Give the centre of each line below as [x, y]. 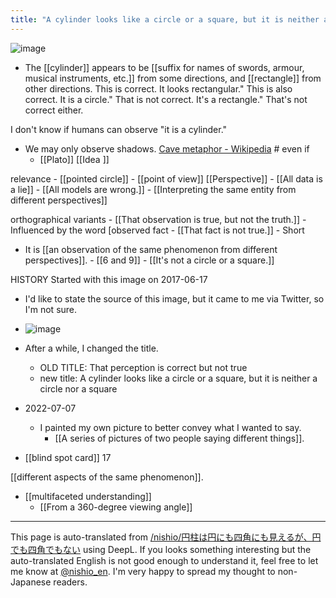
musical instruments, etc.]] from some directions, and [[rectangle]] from [173, 78]
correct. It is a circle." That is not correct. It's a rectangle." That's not [166, 99]
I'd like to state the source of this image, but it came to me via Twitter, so [174, 298]
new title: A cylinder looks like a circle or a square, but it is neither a [178, 378]
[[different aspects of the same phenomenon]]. [107, 477]
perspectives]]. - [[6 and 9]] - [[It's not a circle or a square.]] [149, 260]
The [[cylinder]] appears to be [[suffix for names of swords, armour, [164, 67]
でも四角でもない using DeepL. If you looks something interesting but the [161, 549]
